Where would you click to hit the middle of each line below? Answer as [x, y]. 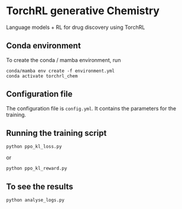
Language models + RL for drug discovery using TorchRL [76, 27]
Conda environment [43, 46]
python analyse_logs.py [35, 200]
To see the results [40, 186]
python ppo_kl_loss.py [34, 147]
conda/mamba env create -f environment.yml [61, 71]
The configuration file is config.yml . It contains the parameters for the [91, 108]
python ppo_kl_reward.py [37, 169]
